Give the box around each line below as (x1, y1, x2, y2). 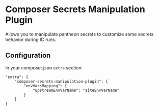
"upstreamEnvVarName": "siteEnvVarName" (32, 88, 120, 93)
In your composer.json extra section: (5, 64, 83, 70)
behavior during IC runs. (5, 36, 57, 43)
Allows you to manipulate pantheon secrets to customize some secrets (5, 31, 154, 37)
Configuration (5, 51, 51, 60)
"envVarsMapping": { (23, 83, 67, 88)
